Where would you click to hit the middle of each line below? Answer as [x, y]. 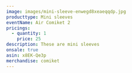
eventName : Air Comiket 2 [38, 22]
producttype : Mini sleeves [40, 17]
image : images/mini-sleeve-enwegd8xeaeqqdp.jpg [66, 11]
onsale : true [22, 50]
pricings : [18, 28]
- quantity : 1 [29, 34]
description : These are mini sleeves [53, 45]
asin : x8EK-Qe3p [26, 55]
